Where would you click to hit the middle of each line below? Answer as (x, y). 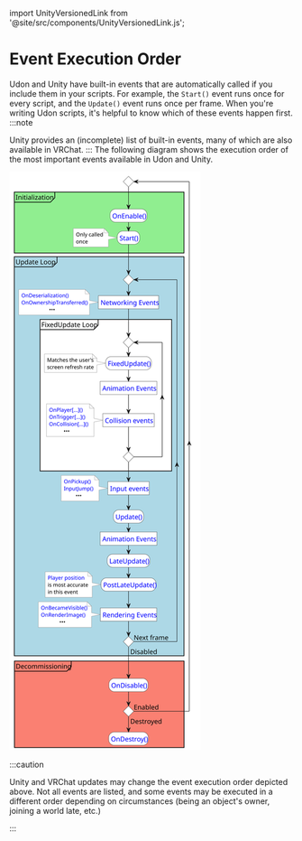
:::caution (27, 764)
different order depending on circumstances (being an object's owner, (140, 801)
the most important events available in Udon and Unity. (111, 159)
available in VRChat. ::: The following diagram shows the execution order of (149, 149)
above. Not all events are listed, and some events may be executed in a (141, 791)
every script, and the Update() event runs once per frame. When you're (142, 103)
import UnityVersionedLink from (69, 13)
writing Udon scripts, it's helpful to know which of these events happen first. (151, 113)
